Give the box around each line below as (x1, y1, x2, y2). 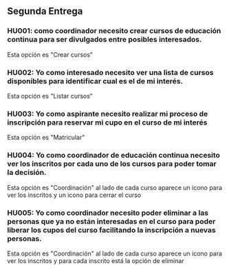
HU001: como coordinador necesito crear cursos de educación (7, 26, 221, 36)
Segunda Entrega (7, 6, 83, 17)
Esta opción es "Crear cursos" (7, 50, 94, 59)
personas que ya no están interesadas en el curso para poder (7, 216, 216, 226)
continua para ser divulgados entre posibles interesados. (7, 34, 202, 44)
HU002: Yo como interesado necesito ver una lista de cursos (7, 67, 214, 77)
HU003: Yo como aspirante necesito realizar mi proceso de (7, 109, 208, 118)
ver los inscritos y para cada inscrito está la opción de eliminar (7, 256, 184, 264)
